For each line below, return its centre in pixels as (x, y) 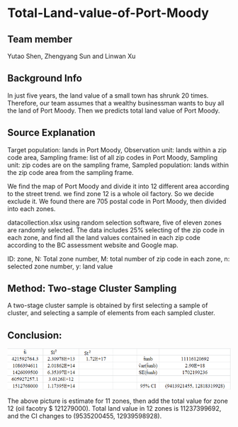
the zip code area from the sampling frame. (70, 172)
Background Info (45, 78)
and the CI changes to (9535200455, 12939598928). (85, 416)
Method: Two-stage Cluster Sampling (92, 289)
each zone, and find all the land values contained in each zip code (104, 237)
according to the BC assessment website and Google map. (93, 245)
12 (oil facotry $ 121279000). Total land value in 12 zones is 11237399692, (114, 409)
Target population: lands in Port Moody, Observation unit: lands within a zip (117, 149)
